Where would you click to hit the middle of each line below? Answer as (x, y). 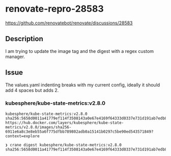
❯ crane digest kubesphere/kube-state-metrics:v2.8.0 (64, 145)
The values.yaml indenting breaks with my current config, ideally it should (83, 85)
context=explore (22, 136)
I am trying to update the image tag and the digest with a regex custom (80, 51)
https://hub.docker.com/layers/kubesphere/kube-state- (65, 122)
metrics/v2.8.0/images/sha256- (38, 127)
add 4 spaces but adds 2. (32, 90)
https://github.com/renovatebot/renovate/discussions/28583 (69, 23)
